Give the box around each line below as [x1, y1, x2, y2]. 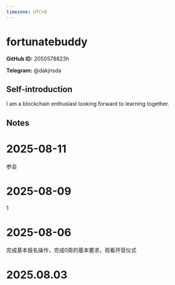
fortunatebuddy [6, 34, 88, 48]
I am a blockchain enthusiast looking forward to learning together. [6, 100, 170, 108]
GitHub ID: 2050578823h [6, 55, 69, 62]
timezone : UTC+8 [6, 8, 47, 15]
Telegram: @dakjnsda [6, 67, 62, 74]
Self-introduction [6, 84, 73, 94]
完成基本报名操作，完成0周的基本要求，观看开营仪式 [6, 246, 137, 254]
